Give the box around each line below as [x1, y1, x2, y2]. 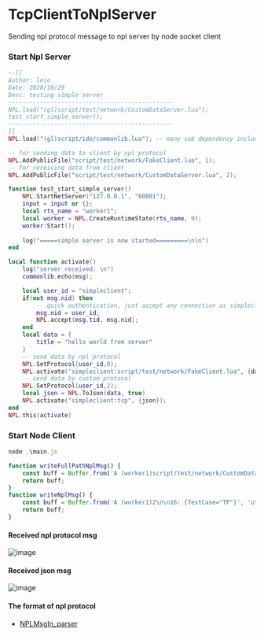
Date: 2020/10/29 [8, 83, 65, 91]
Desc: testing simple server [8, 91, 104, 99]
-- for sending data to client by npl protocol [8, 149, 167, 157]
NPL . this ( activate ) [8, 411, 72, 419]
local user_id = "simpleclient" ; [22, 287, 132, 294]
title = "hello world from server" [36, 338, 153, 346]
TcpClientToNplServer [8, 6, 157, 24]
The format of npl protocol [8, 601, 96, 611]
